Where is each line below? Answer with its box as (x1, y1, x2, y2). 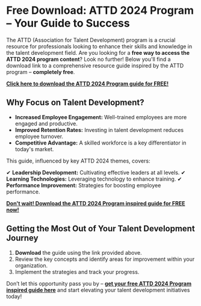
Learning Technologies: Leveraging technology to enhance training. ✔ (6, 175, 182, 183)
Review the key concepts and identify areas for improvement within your (14, 255, 195, 263)
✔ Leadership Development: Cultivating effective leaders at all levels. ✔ (6, 169, 186, 176)
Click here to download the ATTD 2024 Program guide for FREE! (6, 80, 169, 87)
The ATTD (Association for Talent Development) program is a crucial (6, 36, 176, 43)
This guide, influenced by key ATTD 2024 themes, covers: (6, 157, 150, 164)
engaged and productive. (14, 120, 78, 127)
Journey (6, 233, 39, 243)
